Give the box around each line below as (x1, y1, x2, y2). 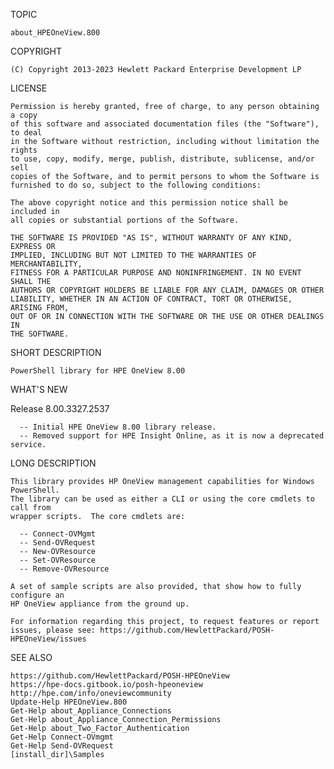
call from (10, 503, 52, 513)
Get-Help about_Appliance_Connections (10, 706, 172, 716)
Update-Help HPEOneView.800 (10, 697, 128, 707)
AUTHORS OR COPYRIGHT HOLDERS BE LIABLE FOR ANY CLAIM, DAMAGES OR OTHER (10, 285, 325, 295)
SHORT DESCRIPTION (10, 347, 102, 358)
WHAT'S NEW (10, 384, 68, 395)
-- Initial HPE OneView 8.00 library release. (19, 422, 217, 432)
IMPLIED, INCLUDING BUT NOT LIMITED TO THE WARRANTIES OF (10, 250, 257, 260)
